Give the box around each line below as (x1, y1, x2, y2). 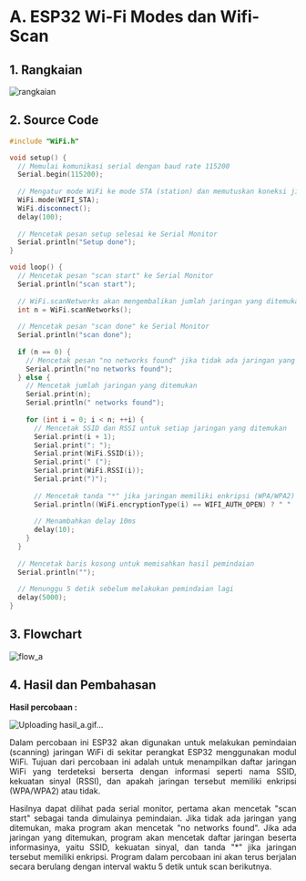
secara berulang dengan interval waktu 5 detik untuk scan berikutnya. (9, 861, 272, 872)
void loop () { (9, 262, 64, 272)
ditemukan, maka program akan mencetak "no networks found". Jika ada (9, 822, 297, 833)
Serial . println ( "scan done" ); (17, 331, 132, 340)
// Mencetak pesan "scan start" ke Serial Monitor (17, 271, 214, 281)
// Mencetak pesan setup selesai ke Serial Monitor (17, 230, 219, 239)
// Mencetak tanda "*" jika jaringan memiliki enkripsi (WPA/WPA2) (33, 491, 296, 500)
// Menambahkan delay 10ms (33, 517, 137, 526)
